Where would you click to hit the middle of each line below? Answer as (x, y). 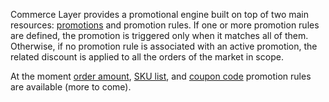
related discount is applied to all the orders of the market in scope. (147, 57)
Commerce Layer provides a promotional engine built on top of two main (160, 14)
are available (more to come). (71, 87)
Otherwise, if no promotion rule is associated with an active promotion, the (164, 46)
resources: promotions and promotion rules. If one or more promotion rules (165, 25)
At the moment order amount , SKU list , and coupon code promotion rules (161, 76)
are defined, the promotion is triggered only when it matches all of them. (159, 35)
